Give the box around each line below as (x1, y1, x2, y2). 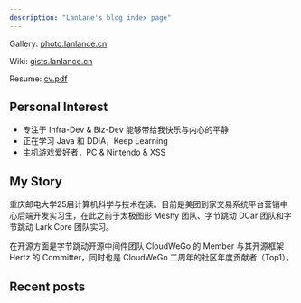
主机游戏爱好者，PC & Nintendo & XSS (22, 147, 166, 158)
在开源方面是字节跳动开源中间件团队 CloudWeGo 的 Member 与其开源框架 (9, 241, 285, 251)
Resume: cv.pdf (9, 73, 68, 84)
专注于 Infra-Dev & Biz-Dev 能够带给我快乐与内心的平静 (22, 124, 229, 136)
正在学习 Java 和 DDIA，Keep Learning (22, 136, 169, 147)
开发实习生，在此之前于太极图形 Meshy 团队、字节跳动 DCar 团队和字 (33, 210, 292, 222)
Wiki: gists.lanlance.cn (9, 55, 93, 66)
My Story (9, 174, 63, 189)
